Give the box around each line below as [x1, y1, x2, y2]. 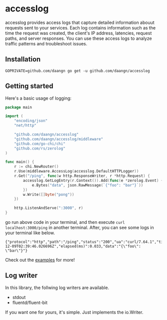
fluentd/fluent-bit [12, 300, 48, 306]
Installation [5, 55, 41, 64]
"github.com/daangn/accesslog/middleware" [14, 137, 103, 142]
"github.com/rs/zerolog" [14, 146, 66, 151]
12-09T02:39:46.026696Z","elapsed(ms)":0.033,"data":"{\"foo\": [5, 244, 141, 249]
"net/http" [14, 123, 37, 128]
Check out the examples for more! [5, 257, 75, 263]
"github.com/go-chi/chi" [14, 141, 66, 146]
